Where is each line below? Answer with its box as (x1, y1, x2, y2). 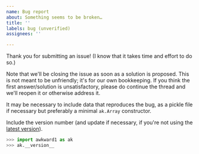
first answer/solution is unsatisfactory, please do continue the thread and (6, 83, 186, 90)
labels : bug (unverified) (6, 25, 70, 32)
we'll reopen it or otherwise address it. (6, 90, 101, 97)
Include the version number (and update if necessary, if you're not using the (6, 119, 193, 126)
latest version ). (6, 125, 43, 133)
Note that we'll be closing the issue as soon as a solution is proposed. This (6, 70, 189, 78)
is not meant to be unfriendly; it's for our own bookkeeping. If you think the (6, 77, 190, 84)
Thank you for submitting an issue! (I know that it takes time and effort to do (6, 53, 192, 60)
